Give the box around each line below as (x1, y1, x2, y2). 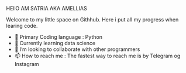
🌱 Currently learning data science (14, 40, 95, 46)
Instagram (14, 61, 39, 67)
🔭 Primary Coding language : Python (14, 34, 102, 40)
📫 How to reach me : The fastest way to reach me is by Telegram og (14, 52, 181, 59)
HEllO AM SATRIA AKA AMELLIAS (6, 5, 87, 12)
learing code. (6, 23, 38, 29)
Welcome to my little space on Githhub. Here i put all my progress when (6, 16, 179, 23)
